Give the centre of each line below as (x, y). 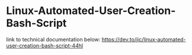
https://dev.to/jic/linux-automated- (144, 39)
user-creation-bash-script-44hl (45, 46)
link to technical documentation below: (53, 39)
